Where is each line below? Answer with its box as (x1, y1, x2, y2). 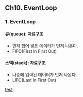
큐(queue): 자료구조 (5, 31, 44, 37)
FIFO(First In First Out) (12, 48, 57, 54)
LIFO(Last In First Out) (12, 77, 57, 83)
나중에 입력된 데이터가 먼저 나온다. (12, 71, 77, 77)
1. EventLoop (5, 18, 36, 25)
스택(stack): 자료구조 (5, 60, 46, 66)
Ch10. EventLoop (5, 4, 57, 12)
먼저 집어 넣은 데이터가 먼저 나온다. (12, 43, 79, 48)
